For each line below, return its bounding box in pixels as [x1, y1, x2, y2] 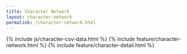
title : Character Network [6, 8, 69, 15]
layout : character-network [6, 14, 72, 20]
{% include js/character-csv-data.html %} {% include [6, 36, 135, 43]
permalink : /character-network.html [6, 19, 96, 25]
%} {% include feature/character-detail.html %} [39, 42, 155, 49]
